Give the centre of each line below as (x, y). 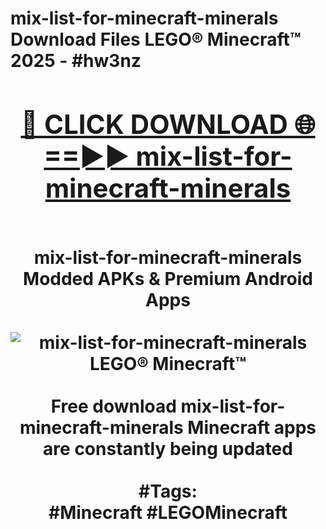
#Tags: (168, 491)
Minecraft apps (252, 427)
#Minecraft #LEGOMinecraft (168, 512)
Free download (113, 406)
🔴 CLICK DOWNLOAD (154, 124)
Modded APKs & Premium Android (168, 278)
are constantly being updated (168, 448)
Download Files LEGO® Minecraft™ (156, 39)
